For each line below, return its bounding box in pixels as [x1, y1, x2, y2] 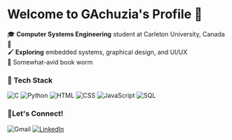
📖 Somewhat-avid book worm [7, 57, 93, 66]
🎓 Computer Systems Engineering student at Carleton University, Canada [7, 29, 226, 38]
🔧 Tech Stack [7, 75, 53, 85]
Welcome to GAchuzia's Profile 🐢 [7, 6, 203, 22]
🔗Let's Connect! [7, 108, 64, 118]
